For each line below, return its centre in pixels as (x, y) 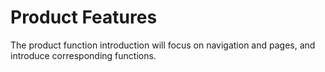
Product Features (84, 17)
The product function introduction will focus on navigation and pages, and (163, 45)
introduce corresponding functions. (83, 55)
